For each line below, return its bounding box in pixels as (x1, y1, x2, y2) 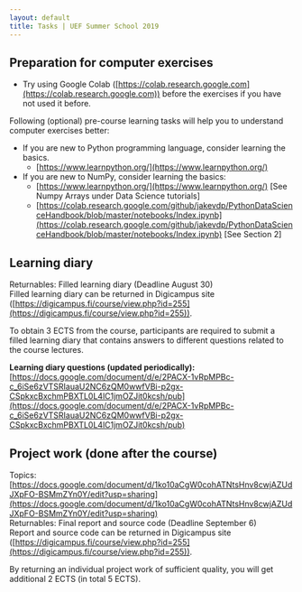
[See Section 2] (224, 229, 282, 240)
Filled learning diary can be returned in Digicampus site (9, 289, 215, 300)
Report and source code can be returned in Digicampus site (9, 527, 232, 538)
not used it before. (22, 98, 92, 109)
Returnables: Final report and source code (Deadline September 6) (9, 517, 257, 528)
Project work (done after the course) (9, 446, 218, 461)
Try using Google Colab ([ (22, 79, 119, 90)
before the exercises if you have (161, 88, 282, 99)
